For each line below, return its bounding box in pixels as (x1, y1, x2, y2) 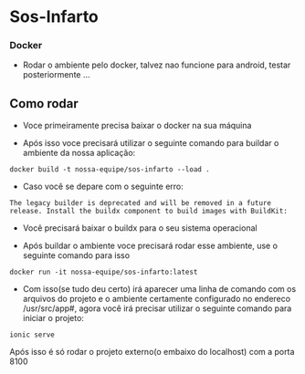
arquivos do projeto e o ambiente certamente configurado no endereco (22, 294, 290, 305)
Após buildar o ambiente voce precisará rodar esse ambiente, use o (22, 240, 279, 252)
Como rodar (9, 96, 79, 111)
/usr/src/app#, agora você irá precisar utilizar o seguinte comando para (22, 303, 292, 314)
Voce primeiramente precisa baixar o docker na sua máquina (22, 120, 252, 131)
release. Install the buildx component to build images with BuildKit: (9, 207, 288, 216)
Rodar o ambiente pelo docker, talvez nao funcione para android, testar (22, 59, 291, 70)
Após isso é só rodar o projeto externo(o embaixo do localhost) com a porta (9, 347, 295, 358)
